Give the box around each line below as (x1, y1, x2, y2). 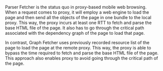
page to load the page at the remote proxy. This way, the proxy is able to (5, 45, 151, 50)
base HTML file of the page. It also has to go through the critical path (5, 25, 144, 31)
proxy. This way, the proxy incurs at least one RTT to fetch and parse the (5, 20, 152, 25)
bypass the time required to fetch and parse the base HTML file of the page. (5, 50, 159, 56)
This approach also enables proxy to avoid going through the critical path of (5, 55, 158, 61)
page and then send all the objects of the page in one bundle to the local (5, 15, 152, 20)
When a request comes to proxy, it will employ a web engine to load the (5, 9, 149, 15)
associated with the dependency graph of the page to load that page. (5, 30, 145, 36)
